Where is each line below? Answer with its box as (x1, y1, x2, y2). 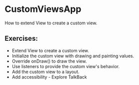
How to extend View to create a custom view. (4, 20, 98, 26)
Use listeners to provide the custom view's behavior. (11, 63, 120, 69)
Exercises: (4, 34, 38, 43)
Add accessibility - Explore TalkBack (11, 74, 87, 80)
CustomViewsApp (4, 3, 82, 15)
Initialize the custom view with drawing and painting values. (11, 53, 135, 59)
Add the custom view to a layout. (11, 69, 80, 75)
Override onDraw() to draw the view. (11, 58, 87, 64)
